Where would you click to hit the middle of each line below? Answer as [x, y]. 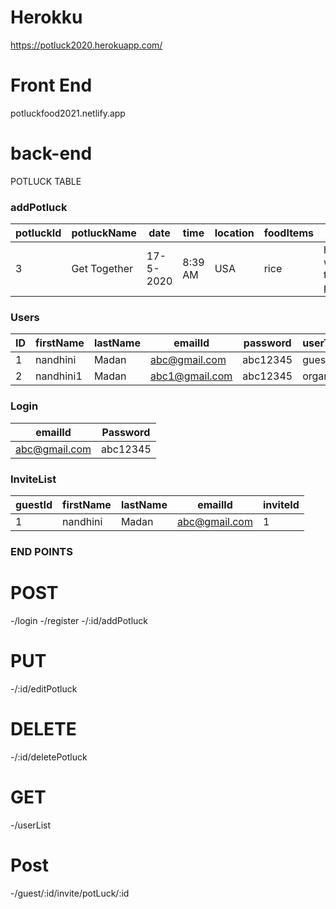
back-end [51, 153]
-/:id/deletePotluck [49, 757]
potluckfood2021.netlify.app [68, 113]
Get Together [102, 269]
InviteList [33, 479]
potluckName [104, 233]
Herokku [46, 17]
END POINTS [41, 551]
